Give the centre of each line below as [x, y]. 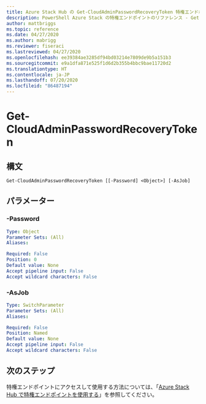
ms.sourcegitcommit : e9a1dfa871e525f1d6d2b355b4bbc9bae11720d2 [89, 63]
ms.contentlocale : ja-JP [38, 75]
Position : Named [27, 333]
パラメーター [31, 201]
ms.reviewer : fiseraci [35, 47]
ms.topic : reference [33, 29]
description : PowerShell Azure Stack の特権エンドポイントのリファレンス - [97, 18]
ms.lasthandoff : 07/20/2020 [42, 80]
